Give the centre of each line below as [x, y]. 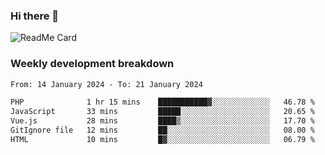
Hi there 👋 [35, 16]
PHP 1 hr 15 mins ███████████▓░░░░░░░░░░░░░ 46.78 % [162, 102]
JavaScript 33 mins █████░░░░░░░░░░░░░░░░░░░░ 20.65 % [162, 112]
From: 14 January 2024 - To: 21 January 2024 [106, 84]
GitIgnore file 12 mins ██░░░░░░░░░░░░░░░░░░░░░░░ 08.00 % [162, 130]
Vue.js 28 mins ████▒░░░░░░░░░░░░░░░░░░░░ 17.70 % [162, 121]
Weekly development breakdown [92, 64]
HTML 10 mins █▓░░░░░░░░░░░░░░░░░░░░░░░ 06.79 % [162, 139]
